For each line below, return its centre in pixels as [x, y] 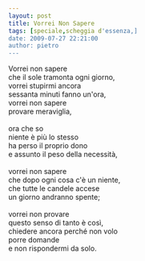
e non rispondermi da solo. [53, 249]
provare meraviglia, [40, 112]
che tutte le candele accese [54, 188]
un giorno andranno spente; [54, 197]
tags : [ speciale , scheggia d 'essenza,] [73, 31]
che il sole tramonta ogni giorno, [62, 77]
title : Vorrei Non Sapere [51, 23]
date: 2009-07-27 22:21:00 [53, 38]
